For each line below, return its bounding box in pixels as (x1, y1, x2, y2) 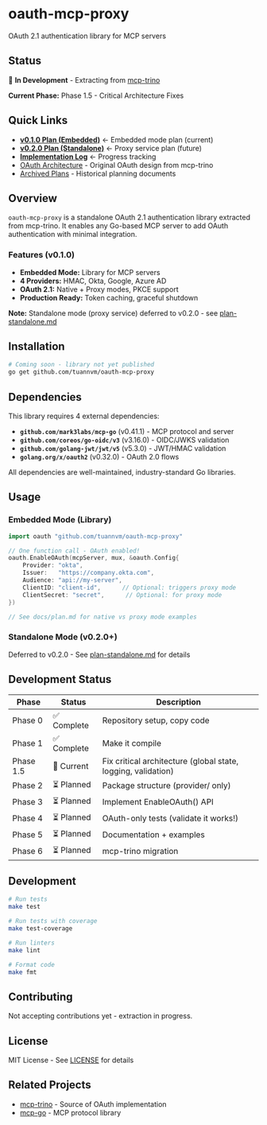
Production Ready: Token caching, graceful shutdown (19, 293, 199, 302)
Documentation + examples (102, 829, 205, 840)
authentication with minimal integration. (8, 230, 137, 239)
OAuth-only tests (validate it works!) (102, 813, 238, 824)
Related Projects (8, 1078, 91, 1092)
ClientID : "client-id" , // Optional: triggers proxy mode (22, 584, 237, 592)
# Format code (8, 960, 56, 968)
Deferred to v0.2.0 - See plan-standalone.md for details (8, 650, 191, 659)
